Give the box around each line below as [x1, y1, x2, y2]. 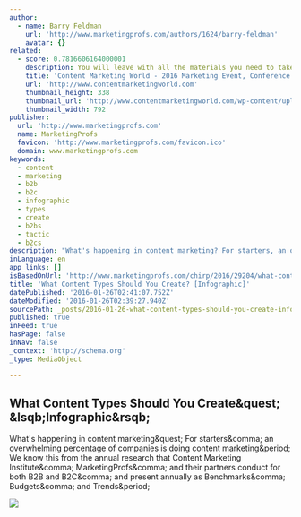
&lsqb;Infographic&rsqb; [9, 409, 150, 425]
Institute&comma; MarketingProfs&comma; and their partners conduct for [9, 462, 281, 473]
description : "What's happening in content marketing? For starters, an [9, 246, 287, 255]
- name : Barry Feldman [17, 22, 102, 30]
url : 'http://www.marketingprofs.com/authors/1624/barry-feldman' [25, 30, 279, 39]
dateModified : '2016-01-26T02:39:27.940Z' [9, 297, 170, 306]
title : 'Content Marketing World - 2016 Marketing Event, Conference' [25, 72, 295, 81]
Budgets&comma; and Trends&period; [9, 481, 150, 492]
